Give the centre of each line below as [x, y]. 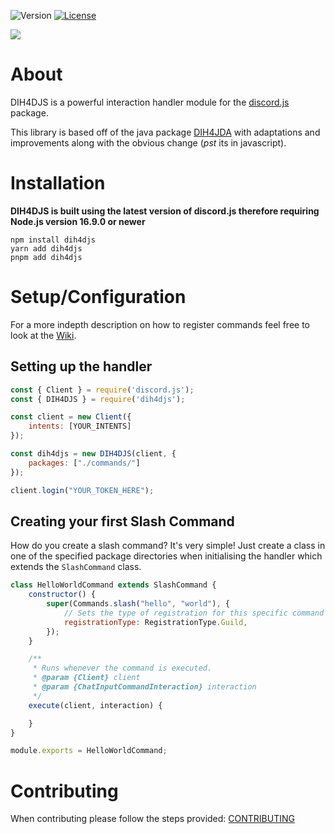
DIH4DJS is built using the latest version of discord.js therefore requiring [165, 211]
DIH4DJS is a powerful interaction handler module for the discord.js [150, 102]
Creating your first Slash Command [122, 521]
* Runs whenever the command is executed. [122, 668]
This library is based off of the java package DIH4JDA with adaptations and [165, 132]
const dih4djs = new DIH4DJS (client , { [93, 454]
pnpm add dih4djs [46, 257]
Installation [58, 183]
